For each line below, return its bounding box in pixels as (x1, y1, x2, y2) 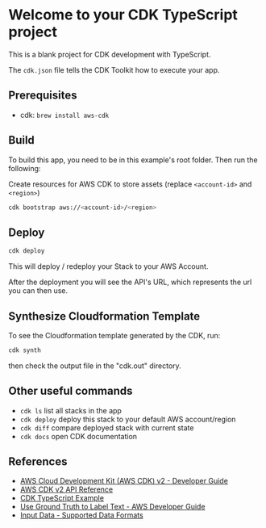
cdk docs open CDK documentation (19, 431, 138, 441)
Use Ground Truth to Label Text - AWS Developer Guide (19, 502, 206, 512)
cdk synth (8, 346, 42, 354)
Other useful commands (8, 384, 133, 398)
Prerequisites (8, 89, 77, 103)
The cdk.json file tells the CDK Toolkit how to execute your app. (8, 65, 220, 74)
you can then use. (8, 286, 69, 295)
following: (8, 163, 41, 173)
